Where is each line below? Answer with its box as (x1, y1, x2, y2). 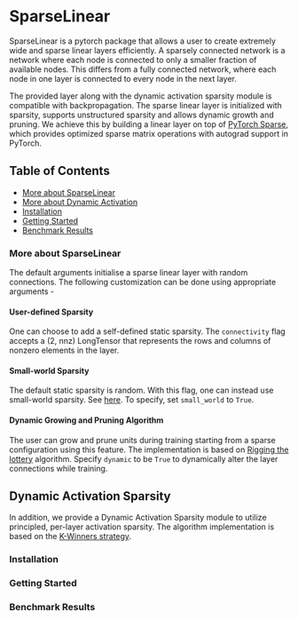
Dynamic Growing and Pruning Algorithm (9, 415, 164, 425)
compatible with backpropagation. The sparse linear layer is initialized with (9, 99, 282, 110)
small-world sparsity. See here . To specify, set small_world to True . (9, 394, 255, 405)
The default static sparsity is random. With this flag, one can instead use (9, 385, 274, 396)
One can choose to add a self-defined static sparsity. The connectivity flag (9, 326, 286, 337)
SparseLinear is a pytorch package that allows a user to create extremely (9, 36, 277, 46)
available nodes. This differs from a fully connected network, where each (9, 64, 277, 75)
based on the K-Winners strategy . (9, 531, 131, 542)
